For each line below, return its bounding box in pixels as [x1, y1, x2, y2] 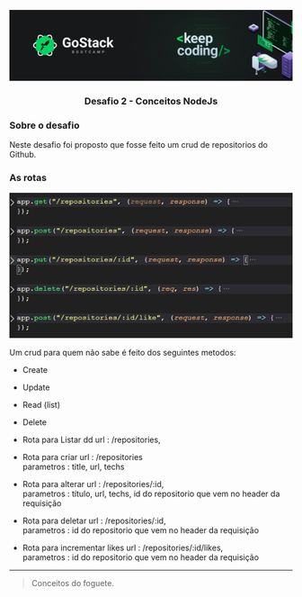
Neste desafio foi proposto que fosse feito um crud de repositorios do [9, 140, 268, 150]
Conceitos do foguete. [31, 578, 115, 589]
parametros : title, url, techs [22, 461, 125, 473]
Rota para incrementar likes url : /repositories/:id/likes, [22, 542, 224, 554]
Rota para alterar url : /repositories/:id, [22, 479, 164, 490]
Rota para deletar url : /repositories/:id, [22, 515, 166, 527]
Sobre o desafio [9, 119, 80, 131]
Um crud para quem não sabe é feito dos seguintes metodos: [9, 348, 236, 358]
